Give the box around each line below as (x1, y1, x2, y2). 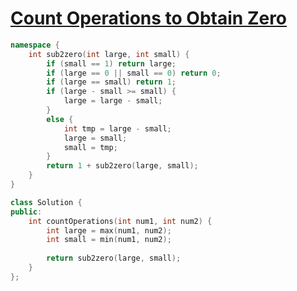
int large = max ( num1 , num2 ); (46, 225, 172, 236)
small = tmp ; (63, 142, 118, 152)
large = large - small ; (63, 96, 163, 106)
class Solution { (10, 197, 83, 207)
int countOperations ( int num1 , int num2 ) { (28, 216, 213, 226)
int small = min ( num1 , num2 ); (46, 235, 172, 245)
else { (46, 114, 74, 124)
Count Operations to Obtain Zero (10, 7, 288, 30)
